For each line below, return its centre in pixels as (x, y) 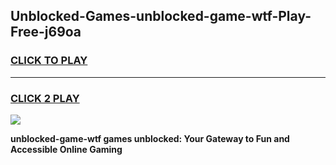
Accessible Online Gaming (66, 149)
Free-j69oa (46, 32)
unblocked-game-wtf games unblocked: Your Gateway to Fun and (150, 138)
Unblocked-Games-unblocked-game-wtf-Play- (161, 16)
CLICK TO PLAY (49, 61)
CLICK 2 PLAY (45, 98)
